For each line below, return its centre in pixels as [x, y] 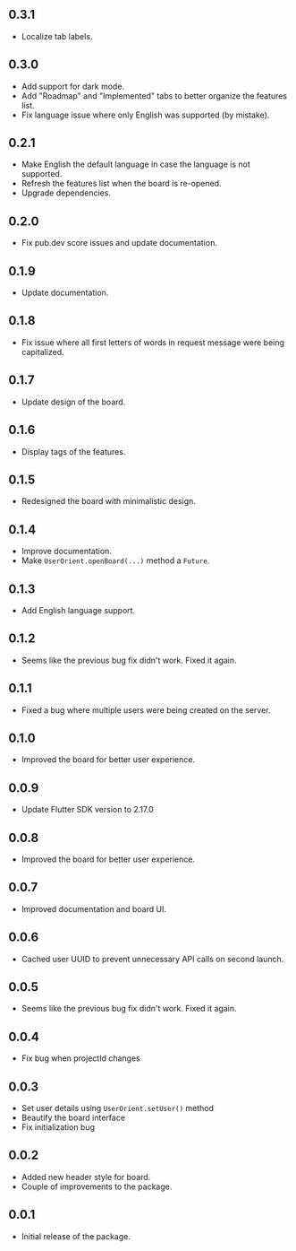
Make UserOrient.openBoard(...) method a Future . [115, 560]
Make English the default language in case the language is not [136, 164]
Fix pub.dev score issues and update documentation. [119, 243]
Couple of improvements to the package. [97, 1186]
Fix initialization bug [58, 1127]
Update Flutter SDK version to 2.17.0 [87, 810]
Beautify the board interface [73, 1118]
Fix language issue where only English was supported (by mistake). [145, 115]
